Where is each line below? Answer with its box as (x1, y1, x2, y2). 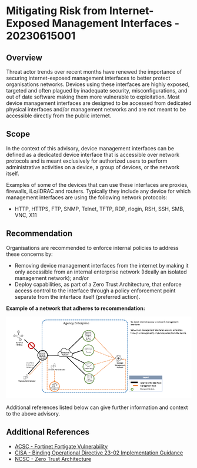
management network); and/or (14, 274, 89, 281)
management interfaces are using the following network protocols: (6, 193, 168, 201)
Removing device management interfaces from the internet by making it (14, 262, 189, 269)
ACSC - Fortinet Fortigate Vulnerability (14, 443, 108, 450)
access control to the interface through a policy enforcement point (14, 287, 176, 294)
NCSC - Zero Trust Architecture (14, 455, 92, 462)
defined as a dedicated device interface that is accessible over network (6, 151, 179, 158)
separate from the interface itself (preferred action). (14, 293, 141, 300)
